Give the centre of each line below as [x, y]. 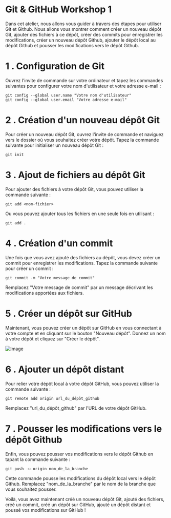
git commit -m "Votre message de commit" [50, 278]
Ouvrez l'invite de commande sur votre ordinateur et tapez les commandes [84, 80]
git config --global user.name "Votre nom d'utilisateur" [68, 95]
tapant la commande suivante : [38, 459]
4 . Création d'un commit [59, 243]
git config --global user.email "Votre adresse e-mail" [66, 100]
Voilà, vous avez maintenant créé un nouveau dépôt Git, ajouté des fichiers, [85, 499]
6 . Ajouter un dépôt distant [65, 369]
